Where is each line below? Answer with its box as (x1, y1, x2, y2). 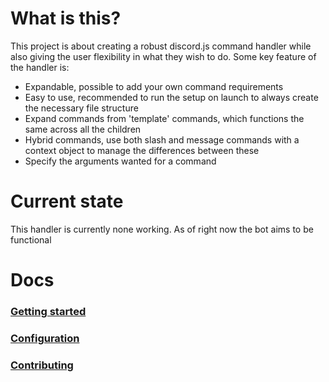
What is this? (10, 7, 122, 30)
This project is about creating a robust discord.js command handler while (10, 40, 312, 52)
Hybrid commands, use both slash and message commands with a (24, 133, 300, 146)
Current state (10, 190, 124, 213)
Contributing (10, 358, 74, 372)
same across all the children (24, 123, 142, 135)
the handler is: (10, 61, 70, 73)
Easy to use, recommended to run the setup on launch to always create (24, 91, 319, 103)
